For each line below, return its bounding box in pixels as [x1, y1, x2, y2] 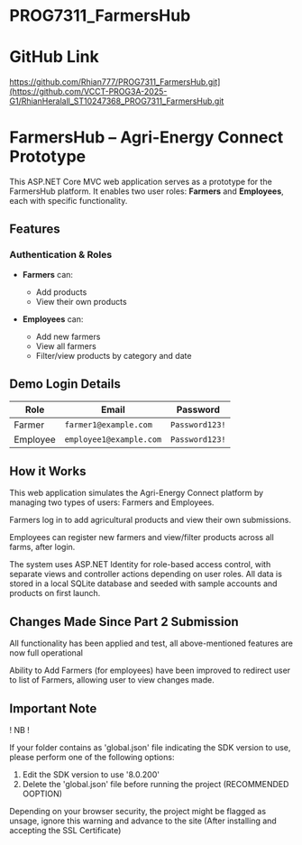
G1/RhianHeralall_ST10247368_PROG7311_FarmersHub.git [9, 96, 224, 106]
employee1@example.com [64, 434, 162, 445]
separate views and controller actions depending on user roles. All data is [9, 569, 282, 580]
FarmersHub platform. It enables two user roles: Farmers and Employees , [9, 186, 284, 197]
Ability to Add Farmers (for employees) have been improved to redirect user [9, 665, 291, 676]
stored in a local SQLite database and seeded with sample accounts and [9, 578, 278, 589]
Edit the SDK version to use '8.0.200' [22, 769, 160, 780]
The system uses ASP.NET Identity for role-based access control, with [9, 559, 271, 570]
